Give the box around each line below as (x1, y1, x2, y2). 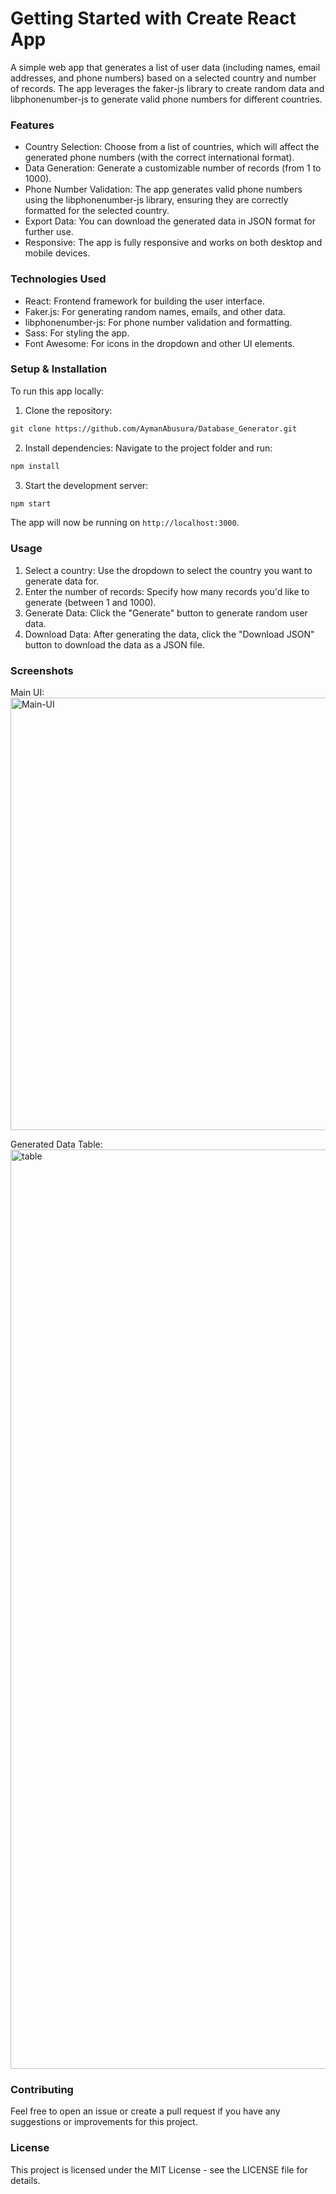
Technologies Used (10, 272, 107, 286)
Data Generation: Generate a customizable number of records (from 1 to (24, 162, 322, 174)
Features (10, 118, 55, 132)
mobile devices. (24, 247, 91, 259)
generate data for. (24, 575, 100, 587)
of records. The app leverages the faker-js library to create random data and (10, 82, 325, 94)
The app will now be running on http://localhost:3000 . (10, 517, 240, 529)
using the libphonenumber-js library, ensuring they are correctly (24, 194, 289, 206)
